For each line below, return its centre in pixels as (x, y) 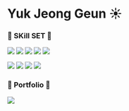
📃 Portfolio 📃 (29, 85)
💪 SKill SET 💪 (30, 36)
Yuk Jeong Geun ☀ (65, 14)
